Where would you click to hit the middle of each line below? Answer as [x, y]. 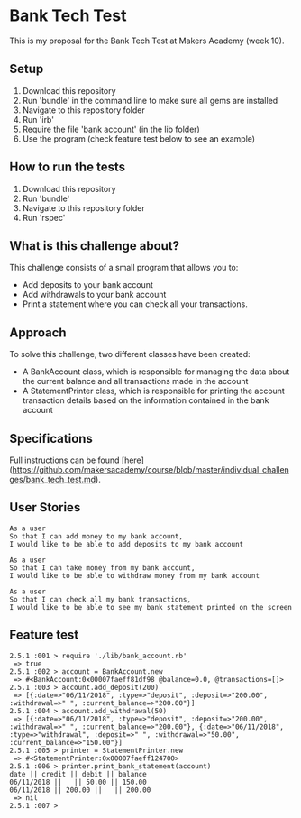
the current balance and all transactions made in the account [135, 381]
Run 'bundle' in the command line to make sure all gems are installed [150, 100]
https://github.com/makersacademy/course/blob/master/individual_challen [151, 469]
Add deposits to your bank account [87, 285]
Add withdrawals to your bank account [94, 295]
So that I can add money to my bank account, [96, 536]
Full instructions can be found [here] [77, 460]
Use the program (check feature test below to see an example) [138, 138]
